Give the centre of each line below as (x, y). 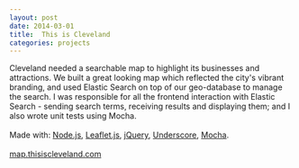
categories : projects (50, 43)
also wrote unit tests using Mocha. (73, 116)
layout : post (34, 18)
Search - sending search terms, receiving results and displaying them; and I (150, 106)
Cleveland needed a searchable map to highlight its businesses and (135, 68)
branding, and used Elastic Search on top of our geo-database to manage (146, 87)
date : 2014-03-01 (42, 26)
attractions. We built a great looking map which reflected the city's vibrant (147, 78)
